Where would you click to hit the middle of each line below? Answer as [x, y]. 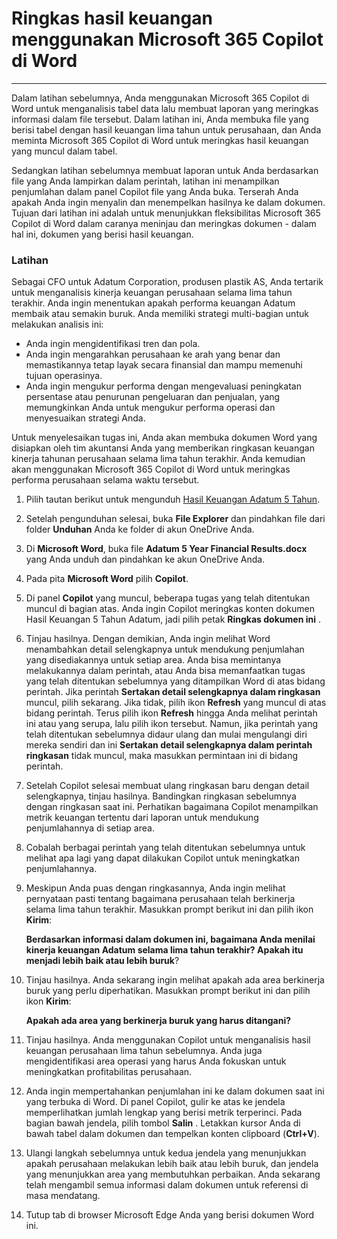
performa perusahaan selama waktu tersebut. [105, 480]
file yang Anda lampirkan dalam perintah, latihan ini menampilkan [145, 181]
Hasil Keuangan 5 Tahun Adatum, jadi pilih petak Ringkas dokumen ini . [173, 619]
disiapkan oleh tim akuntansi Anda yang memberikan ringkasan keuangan [163, 448]
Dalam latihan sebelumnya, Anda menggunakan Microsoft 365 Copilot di [160, 98]
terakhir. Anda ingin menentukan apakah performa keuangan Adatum [153, 303]
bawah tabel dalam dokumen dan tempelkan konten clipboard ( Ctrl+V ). [172, 1134]
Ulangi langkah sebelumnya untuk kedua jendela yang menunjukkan [166, 1153]
